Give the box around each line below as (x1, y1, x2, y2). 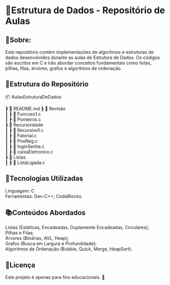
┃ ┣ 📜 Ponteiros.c (5, 116, 42, 122)
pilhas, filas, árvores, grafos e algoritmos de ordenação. (5, 66, 122, 71)
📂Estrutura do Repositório (5, 80, 89, 88)
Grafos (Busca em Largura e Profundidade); (5, 241, 97, 247)
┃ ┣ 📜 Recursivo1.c (5, 127, 44, 133)
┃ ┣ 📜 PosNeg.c (5, 138, 38, 144)
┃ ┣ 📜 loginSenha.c (5, 143, 45, 149)
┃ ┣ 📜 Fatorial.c (5, 132, 37, 139)
